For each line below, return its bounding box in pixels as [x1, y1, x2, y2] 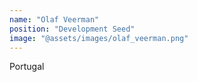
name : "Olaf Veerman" [9, 14, 100, 25]
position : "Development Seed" [9, 24, 136, 34]
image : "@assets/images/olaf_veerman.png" [9, 33, 189, 43]
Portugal [9, 61, 45, 73]
